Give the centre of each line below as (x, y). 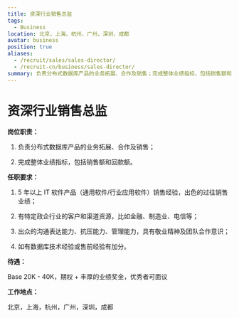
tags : (15, 21)
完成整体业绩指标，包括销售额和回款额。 (77, 162)
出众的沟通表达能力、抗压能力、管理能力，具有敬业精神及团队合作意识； (123, 231)
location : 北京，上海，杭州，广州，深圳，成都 (68, 34)
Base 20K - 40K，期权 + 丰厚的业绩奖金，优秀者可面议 (88, 277)
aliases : (20, 54)
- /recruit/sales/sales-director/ (65, 60)
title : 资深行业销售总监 (40, 14)
